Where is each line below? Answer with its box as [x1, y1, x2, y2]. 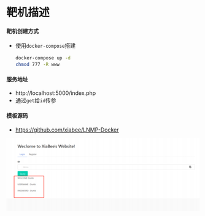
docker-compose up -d [15, 55, 71, 61]
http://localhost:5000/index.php [15, 89, 96, 97]
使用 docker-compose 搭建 [15, 42, 76, 50]
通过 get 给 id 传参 [15, 97, 56, 104]
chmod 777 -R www [15, 62, 60, 68]
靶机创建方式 [6, 27, 39, 34]
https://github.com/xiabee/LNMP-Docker [15, 126, 119, 133]
